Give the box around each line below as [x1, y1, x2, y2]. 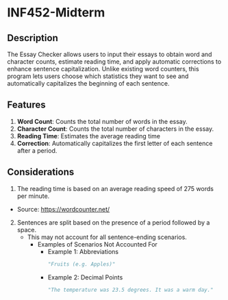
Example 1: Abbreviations [47, 247, 118, 255]
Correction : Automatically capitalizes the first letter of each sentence [16, 139, 213, 147]
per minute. [16, 192, 50, 200]
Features [7, 99, 46, 111]
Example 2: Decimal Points [47, 273, 123, 282]
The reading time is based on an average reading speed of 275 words [16, 184, 214, 192]
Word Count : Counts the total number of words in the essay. [16, 117, 188, 125]
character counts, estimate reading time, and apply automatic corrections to [7, 58, 222, 66]
